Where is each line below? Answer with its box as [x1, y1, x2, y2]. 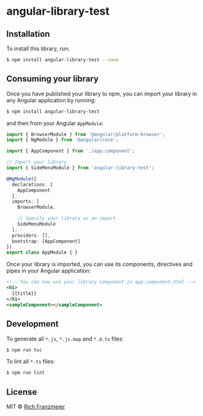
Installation [6, 29, 50, 39]
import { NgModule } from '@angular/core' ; [6, 137, 119, 143]
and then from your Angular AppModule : [6, 119, 104, 127]
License [6, 387, 37, 397]
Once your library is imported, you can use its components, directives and [6, 260, 193, 268]
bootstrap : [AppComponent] [12, 238, 81, 244]
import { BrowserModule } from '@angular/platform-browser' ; [6, 131, 166, 137]
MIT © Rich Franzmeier [6, 403, 65, 410]
